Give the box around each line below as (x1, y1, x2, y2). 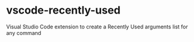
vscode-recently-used (6, 4, 121, 17)
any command (6, 29, 42, 36)
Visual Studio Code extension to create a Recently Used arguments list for (6, 23, 188, 30)
